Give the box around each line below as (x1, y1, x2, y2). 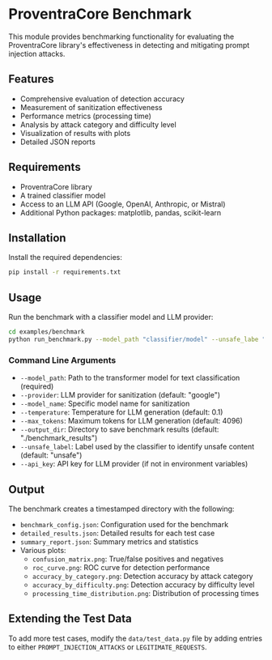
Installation (8, 231, 66, 245)
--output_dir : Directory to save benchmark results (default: (19, 424, 219, 434)
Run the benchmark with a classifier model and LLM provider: (8, 313, 214, 322)
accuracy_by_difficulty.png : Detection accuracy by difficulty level (32, 580, 255, 590)
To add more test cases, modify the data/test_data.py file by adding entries (8, 633, 263, 643)
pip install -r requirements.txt (8, 268, 121, 276)
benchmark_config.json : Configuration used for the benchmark (19, 519, 229, 529)
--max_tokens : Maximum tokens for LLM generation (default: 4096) (19, 416, 243, 426)
